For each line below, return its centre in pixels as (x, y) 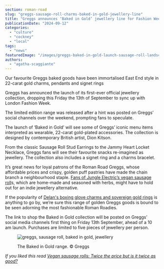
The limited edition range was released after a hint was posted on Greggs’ (79, 112)
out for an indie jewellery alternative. (42, 188)
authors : (14, 60)
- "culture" (22, 32)
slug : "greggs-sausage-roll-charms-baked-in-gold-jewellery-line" (74, 14)
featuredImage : (20, 55)
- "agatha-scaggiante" (32, 64)
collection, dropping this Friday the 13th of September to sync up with (75, 98)
